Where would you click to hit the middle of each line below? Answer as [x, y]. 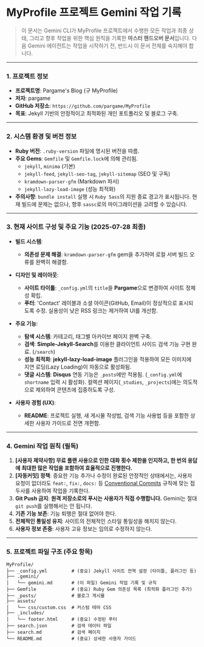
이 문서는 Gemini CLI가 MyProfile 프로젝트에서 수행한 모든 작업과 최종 [104, 30]
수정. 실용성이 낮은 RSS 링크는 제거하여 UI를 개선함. [97, 310]
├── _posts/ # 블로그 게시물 [56, 596]
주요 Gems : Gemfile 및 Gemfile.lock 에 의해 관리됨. [76, 158]
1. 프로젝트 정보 [27, 76]
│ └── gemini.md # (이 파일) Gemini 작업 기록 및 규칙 [81, 583]
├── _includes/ [25, 613]
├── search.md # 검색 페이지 [53, 632]
